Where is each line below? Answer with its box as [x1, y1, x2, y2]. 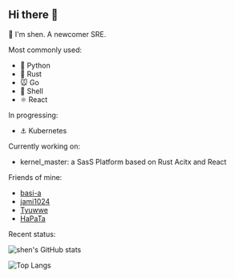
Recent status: [8, 229, 56, 239]
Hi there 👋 [8, 8, 59, 22]
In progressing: [8, 110, 59, 120]
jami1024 [19, 196, 51, 206]
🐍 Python [19, 60, 51, 70]
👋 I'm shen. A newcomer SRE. [8, 29, 107, 39]
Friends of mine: [8, 172, 63, 182]
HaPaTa [19, 214, 46, 223]
